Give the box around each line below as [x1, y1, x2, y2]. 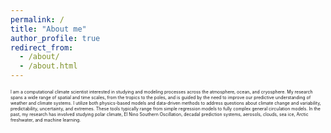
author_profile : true [10, 33, 101, 43]
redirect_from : [10, 42, 74, 53]
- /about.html [19, 61, 78, 71]
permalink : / [10, 14, 65, 25]
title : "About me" [10, 24, 87, 34]
